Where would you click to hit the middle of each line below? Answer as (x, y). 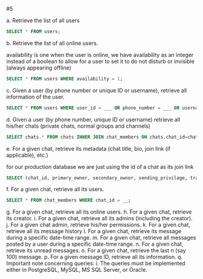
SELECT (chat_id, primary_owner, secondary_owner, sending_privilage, (97, 178)
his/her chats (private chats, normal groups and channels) (79, 126)
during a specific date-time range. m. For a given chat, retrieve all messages (101, 238)
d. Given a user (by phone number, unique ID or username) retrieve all (93, 119)
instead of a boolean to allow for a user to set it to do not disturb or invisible (100, 61)
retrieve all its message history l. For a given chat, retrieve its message (94, 231)
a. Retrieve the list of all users (43, 20)
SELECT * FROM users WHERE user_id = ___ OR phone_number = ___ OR (93, 108)
